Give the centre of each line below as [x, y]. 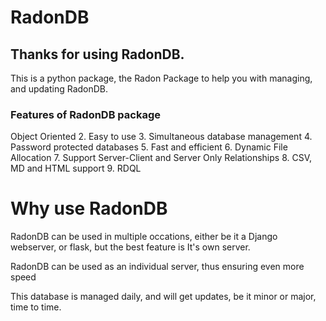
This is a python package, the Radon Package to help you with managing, [161, 78]
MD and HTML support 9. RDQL [76, 168]
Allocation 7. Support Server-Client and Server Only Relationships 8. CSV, [161, 158]
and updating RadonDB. [59, 89]
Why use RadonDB [89, 208]
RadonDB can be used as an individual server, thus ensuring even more [157, 267]
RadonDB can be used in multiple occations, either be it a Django [144, 237]
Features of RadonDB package [86, 114]
